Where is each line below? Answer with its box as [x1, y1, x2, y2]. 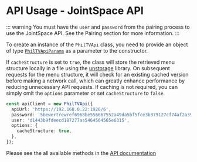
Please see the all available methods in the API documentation [6, 149, 157, 156]
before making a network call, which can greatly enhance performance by [6, 77, 185, 84]
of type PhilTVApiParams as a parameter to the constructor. [6, 47, 148, 54]
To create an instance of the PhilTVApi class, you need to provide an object [6, 41, 188, 48]
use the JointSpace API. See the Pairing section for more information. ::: [6, 29, 180, 36]
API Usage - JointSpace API [6, 4, 144, 18]
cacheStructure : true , [16, 128, 72, 134]
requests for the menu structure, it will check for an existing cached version [6, 71, 189, 78]
